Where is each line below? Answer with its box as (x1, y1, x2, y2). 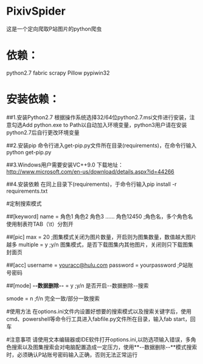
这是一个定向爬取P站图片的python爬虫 (6, 25, 102, 32)
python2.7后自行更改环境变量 (6, 129, 80, 136)
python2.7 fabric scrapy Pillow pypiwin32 (6, 69, 110, 77)
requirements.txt (6, 187, 48, 194)
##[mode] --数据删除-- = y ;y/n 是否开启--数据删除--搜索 (6, 281, 149, 289)
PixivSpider (6, 4, 66, 18)
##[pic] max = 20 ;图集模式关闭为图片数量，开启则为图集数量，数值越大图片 (6, 233, 197, 241)
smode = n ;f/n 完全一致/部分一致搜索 (6, 295, 100, 302)
